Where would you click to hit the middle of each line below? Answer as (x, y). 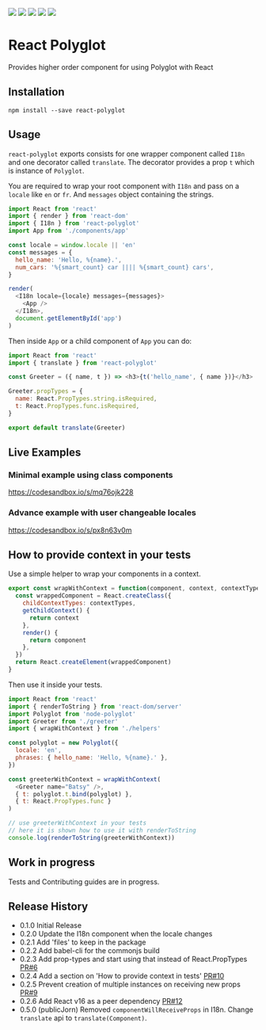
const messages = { (40, 252)
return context (54, 618)
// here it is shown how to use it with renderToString (102, 831)
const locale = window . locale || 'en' (72, 246)
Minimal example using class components (91, 475)
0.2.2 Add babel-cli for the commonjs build (89, 951)
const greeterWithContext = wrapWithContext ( (84, 779)
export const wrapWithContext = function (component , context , (113, 589)
